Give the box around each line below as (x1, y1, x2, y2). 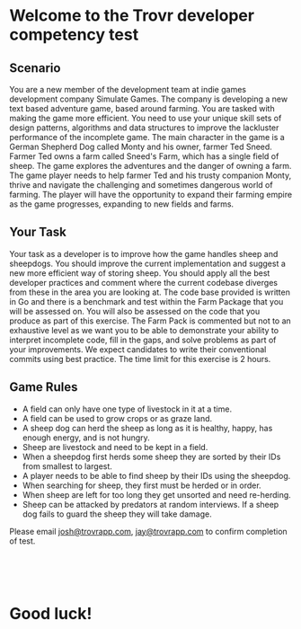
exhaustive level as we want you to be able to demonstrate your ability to (9, 324, 279, 335)
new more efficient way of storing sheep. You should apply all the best (9, 267, 270, 279)
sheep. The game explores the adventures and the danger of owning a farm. (9, 161, 292, 171)
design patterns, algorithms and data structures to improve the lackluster (9, 122, 279, 133)
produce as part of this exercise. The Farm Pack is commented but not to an (9, 315, 292, 326)
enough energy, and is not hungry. (22, 432, 150, 443)
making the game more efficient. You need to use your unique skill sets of (9, 113, 282, 123)
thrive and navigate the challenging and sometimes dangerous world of (9, 180, 273, 190)
